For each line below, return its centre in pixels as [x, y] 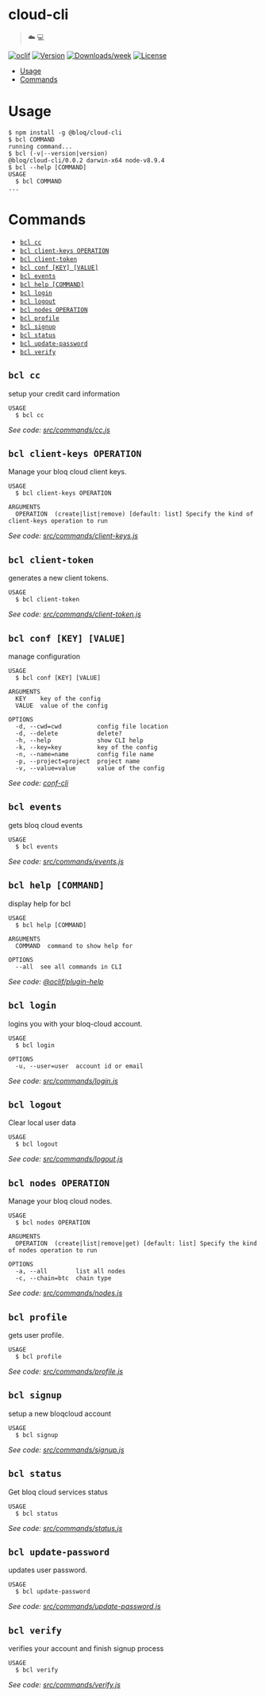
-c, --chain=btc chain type [63, 1278]
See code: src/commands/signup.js [66, 1450]
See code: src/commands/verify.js [65, 1685]
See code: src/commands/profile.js [66, 1371]
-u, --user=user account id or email [80, 1066]
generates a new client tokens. [58, 578]
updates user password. [48, 1570]
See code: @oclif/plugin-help [56, 981]
